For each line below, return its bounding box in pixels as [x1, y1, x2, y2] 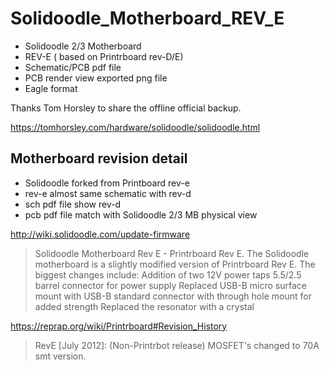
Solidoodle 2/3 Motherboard [24, 40, 142, 52]
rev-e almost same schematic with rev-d [24, 187, 192, 199]
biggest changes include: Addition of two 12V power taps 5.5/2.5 [34, 268, 302, 281]
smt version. [34, 350, 87, 362]
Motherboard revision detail [10, 150, 188, 167]
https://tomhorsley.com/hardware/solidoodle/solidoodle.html [10, 121, 261, 133]
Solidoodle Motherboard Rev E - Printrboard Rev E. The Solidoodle [34, 247, 310, 259]
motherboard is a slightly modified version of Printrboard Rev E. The [34, 258, 316, 270]
